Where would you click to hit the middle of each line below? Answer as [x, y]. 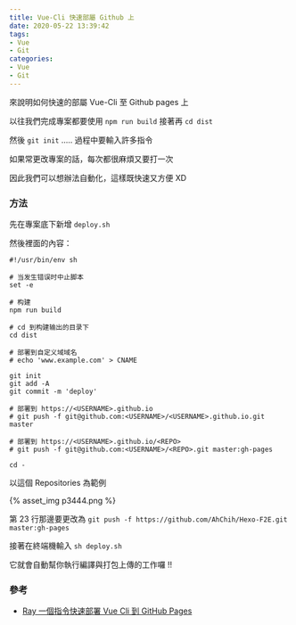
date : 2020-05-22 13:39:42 [59, 26]
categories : [31, 59]
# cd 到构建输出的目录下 [49, 328]
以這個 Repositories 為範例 [58, 483]
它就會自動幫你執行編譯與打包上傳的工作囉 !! [90, 565]
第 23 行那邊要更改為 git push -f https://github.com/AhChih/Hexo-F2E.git [148, 519]
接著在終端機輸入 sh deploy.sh [66, 546]
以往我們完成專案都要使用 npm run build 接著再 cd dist [111, 120]
